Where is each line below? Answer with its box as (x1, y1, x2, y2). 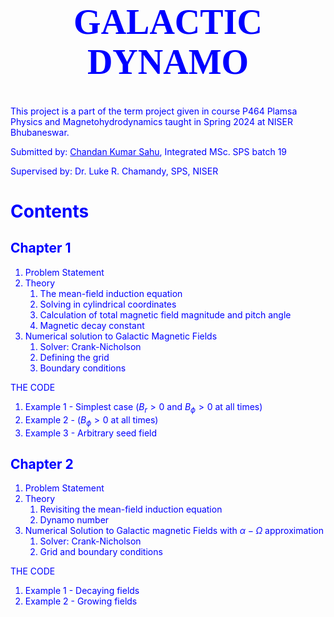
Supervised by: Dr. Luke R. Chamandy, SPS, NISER (10, 165, 219, 177)
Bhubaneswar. (10, 126, 70, 138)
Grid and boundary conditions (39, 546, 163, 558)
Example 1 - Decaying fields (24, 585, 140, 597)
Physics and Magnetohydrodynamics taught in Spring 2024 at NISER (10, 115, 293, 127)
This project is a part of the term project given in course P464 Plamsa (10, 105, 298, 117)
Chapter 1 (10, 240, 72, 257)
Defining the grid (39, 351, 110, 363)
